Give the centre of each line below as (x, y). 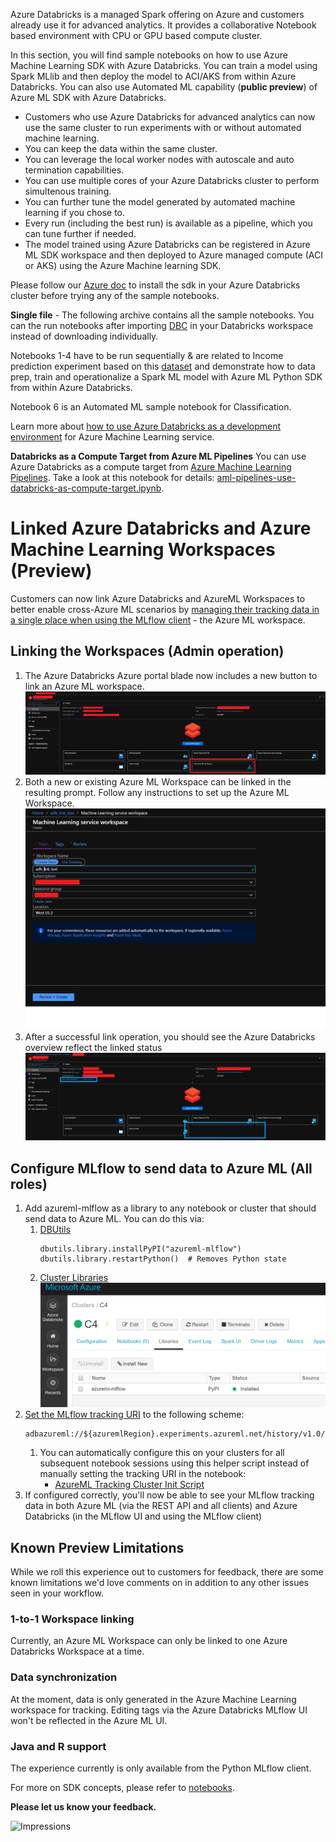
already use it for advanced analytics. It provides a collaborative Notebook (163, 25)
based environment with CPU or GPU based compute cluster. (136, 35)
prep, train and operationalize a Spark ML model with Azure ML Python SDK (166, 377)
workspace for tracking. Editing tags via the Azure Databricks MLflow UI (159, 1710)
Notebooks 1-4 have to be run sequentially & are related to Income (147, 355)
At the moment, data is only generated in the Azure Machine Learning (153, 1699)
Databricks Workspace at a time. (77, 1651)
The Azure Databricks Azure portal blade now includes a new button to (171, 675)
